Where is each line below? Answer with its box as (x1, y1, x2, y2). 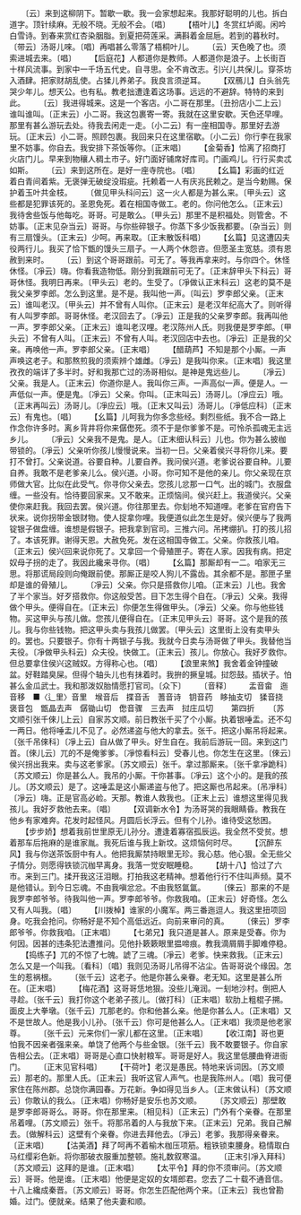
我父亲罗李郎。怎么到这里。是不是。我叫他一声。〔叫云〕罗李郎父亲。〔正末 (9, 288, 284, 299)
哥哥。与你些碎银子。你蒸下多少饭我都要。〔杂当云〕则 (90, 221, 292, 231)
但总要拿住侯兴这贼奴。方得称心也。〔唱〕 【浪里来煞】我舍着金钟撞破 (9, 658, 279, 668)
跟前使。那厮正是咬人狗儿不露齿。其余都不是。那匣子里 (87, 568, 292, 578)
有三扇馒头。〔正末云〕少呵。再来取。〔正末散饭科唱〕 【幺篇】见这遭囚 (9, 232, 282, 242)
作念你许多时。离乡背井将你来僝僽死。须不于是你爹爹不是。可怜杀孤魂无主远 (9, 422, 292, 433)
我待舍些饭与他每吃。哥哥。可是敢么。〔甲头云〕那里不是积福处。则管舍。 (9, 210, 280, 220)
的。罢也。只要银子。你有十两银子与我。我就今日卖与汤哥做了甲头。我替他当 (9, 636, 292, 646)
